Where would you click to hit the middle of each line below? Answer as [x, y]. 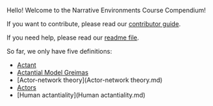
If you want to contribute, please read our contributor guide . [94, 24]
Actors [26, 87]
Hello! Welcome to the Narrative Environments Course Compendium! [106, 10]
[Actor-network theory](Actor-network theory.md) [90, 80]
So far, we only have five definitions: [59, 51]
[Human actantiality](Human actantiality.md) [81, 95]
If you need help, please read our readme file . [73, 37]
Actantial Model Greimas [53, 72]
